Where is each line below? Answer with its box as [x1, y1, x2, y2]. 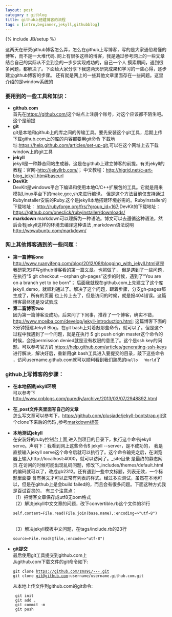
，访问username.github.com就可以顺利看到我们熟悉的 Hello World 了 [12, 357, 161, 363]
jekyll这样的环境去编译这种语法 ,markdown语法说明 [26, 221, 134, 228]
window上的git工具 [12, 148, 53, 155]
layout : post [5, 7, 33, 13]
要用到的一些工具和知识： [5, 93, 69, 100]
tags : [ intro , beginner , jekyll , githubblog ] [5, 22, 100, 27]
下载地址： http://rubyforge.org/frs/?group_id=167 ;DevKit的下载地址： [12, 203, 161, 210]
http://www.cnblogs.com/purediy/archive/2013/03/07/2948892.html [12, 396, 157, 402]
